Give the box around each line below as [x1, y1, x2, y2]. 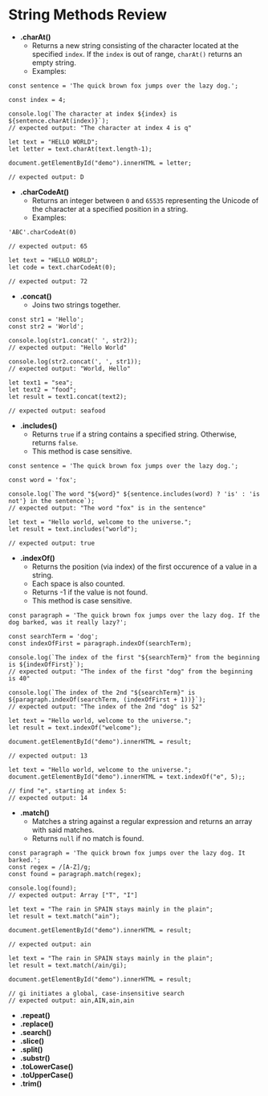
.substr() [19, 1053, 51, 1062]
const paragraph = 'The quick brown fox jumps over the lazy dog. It [8, 849, 246, 857]
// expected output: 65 [8, 242, 88, 250]
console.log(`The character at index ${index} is [8, 110, 178, 118]
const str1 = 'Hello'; [8, 315, 84, 323]
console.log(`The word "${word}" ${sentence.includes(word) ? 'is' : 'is [8, 489, 261, 498]
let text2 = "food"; [8, 385, 78, 394]
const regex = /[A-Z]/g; [8, 863, 91, 871]
